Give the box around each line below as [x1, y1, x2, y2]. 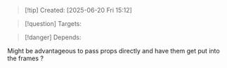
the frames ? [7, 54, 44, 62]
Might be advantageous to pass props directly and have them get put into [7, 47, 220, 55]
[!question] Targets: [24, 20, 82, 27]
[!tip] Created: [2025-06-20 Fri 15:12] [24, 6, 132, 14]
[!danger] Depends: [24, 33, 82, 41]
